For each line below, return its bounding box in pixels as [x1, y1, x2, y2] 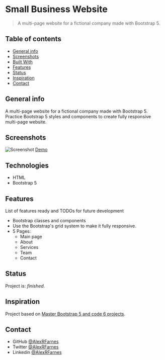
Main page [20, 234, 43, 239]
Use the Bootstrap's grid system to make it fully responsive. [12, 223, 137, 229]
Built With [12, 59, 33, 65]
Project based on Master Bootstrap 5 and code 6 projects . [5, 311, 126, 317]
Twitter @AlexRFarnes [12, 344, 59, 350]
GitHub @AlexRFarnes [12, 338, 59, 345]
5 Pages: [12, 228, 31, 234]
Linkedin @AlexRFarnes [12, 349, 62, 355]
